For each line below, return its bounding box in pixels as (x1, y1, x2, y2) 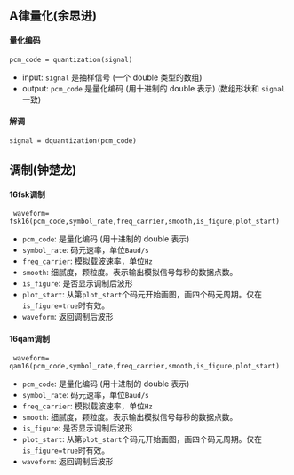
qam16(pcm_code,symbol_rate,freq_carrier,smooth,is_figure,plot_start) (9, 361, 280, 370)
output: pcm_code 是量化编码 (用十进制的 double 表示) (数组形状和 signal (21, 83, 286, 93)
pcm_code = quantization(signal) (9, 55, 133, 64)
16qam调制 (9, 333, 51, 344)
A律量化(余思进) (9, 8, 98, 24)
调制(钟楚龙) (9, 162, 77, 178)
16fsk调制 (9, 189, 46, 200)
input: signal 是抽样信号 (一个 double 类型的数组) (21, 72, 203, 83)
